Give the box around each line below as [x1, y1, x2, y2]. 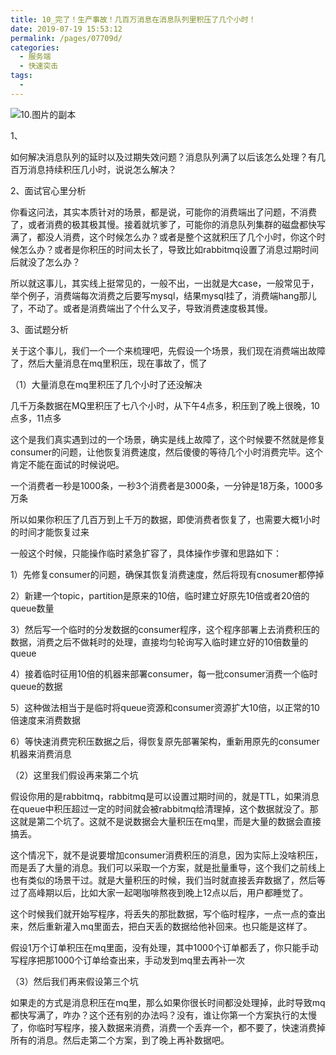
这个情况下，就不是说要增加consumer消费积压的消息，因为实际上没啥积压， [10, 849, 324, 861]
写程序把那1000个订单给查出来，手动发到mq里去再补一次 [10, 954, 246, 966]
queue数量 [10, 602, 55, 614]
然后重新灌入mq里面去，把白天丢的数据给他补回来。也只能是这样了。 [27, 920, 313, 932]
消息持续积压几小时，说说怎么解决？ [27, 163, 177, 175]
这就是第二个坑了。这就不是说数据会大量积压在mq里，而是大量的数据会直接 [10, 815, 322, 827]
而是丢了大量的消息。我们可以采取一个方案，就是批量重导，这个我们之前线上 [10, 861, 326, 873]
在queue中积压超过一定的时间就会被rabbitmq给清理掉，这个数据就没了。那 [10, 802, 319, 815]
